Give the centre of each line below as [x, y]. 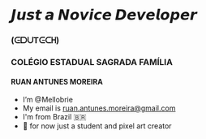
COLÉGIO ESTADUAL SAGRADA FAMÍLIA [92, 63]
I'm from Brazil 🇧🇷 [54, 117]
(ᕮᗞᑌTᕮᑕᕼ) [35, 41]
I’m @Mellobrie [48, 100]
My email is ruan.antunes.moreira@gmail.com [99, 108]
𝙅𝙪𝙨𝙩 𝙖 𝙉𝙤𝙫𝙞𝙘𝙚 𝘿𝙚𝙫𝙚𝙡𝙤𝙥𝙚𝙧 [104, 15]
